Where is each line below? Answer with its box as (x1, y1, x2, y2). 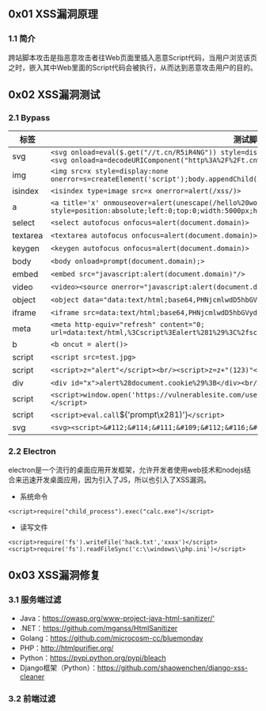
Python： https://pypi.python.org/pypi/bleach (19, 653, 166, 663)
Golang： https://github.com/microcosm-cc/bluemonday (19, 633, 203, 643)
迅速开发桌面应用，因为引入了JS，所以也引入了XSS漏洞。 (21, 474, 211, 485)
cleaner (19, 672, 45, 682)
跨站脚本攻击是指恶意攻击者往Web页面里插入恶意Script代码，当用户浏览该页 (8, 52, 257, 62)
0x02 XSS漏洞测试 (8, 88, 101, 101)
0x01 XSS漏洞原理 (8, 7, 99, 21)
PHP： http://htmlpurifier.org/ (19, 644, 114, 653)
